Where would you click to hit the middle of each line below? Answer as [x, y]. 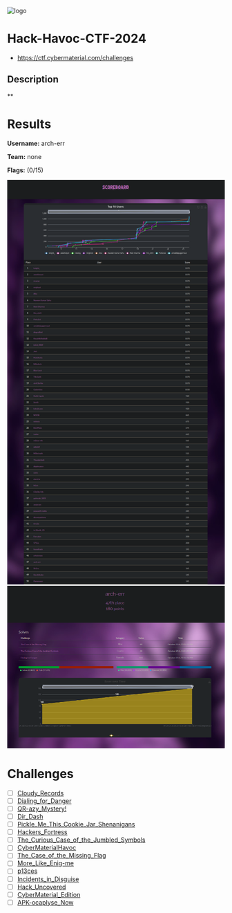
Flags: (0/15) [25, 170]
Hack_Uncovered [41, 887]
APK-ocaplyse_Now [45, 902]
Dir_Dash [30, 817]
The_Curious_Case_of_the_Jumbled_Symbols [81, 840]
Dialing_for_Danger [44, 801]
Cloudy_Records [40, 793]
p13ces [27, 871]
